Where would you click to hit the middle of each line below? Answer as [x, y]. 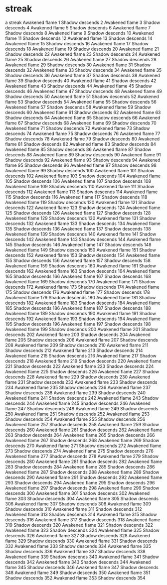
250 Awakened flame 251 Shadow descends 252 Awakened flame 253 [78, 414]
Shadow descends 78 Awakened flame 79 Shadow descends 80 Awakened [83, 139]
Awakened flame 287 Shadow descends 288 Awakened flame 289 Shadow [82, 472]
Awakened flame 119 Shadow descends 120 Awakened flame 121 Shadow [80, 202]
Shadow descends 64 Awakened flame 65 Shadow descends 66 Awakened [83, 117]
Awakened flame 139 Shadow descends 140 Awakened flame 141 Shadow [81, 234]
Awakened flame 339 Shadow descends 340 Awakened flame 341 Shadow [82, 557]
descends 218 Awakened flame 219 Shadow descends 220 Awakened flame [83, 361]
